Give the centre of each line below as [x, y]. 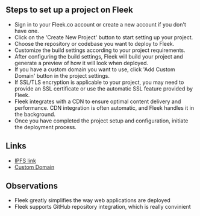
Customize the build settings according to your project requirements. [100, 50]
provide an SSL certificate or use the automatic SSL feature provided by [104, 88]
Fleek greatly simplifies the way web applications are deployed [92, 200]
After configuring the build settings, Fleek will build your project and [98, 56]
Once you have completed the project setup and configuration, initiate [101, 121]
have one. [27, 31]
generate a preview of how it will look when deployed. [81, 63]
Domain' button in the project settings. [62, 75]
